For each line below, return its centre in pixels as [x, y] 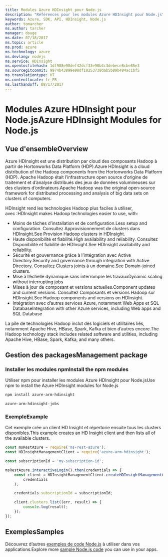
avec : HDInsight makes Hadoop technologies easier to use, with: [72, 213]
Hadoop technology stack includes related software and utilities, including [81, 334]
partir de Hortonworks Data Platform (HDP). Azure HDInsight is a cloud [77, 166]
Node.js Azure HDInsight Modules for [83, 120]
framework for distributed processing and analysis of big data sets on [77, 193]
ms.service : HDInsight [29, 61]
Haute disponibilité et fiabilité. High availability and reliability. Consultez [85, 239]
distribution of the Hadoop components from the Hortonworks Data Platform [84, 171]
